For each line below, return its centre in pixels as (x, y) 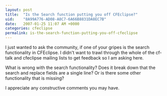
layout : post (19, 10)
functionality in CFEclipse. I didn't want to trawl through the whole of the (80, 52)
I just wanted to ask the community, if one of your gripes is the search (77, 47)
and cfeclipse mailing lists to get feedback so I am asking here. (79, 58)
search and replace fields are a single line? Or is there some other (73, 73)
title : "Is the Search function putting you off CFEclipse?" (71, 14)
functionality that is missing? (35, 78)
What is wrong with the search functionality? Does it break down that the (80, 67)
